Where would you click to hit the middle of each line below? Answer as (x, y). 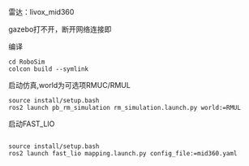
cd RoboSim (27, 62)
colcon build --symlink (49, 69)
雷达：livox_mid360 (41, 12)
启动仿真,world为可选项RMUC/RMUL (70, 85)
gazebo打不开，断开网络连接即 (60, 29)
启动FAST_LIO (32, 124)
